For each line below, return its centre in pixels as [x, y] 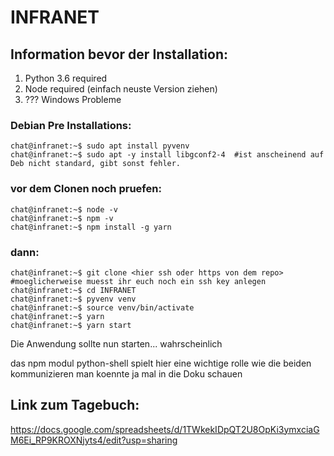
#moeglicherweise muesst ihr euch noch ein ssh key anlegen [138, 281]
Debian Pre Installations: [71, 125]
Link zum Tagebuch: [75, 405]
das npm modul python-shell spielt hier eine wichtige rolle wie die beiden [161, 363]
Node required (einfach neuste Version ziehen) [121, 89]
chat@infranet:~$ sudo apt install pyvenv [100, 146]
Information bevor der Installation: [119, 54]
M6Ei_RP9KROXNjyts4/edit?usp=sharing [94, 440]
